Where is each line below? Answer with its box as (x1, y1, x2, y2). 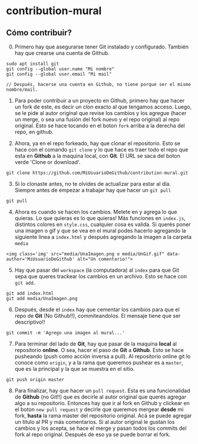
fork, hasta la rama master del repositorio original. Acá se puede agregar (14, 412, 192, 419)
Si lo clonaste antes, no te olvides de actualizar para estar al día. (14, 180, 171, 187)
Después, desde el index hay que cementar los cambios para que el (14, 306, 180, 313)
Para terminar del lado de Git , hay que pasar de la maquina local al (14, 340, 177, 347)
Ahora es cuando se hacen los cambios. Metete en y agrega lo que (14, 208, 177, 215)
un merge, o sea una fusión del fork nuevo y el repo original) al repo (14, 116, 180, 123)
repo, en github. (14, 129, 54, 135)
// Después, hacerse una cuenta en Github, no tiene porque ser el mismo (6, 81, 192, 87)
